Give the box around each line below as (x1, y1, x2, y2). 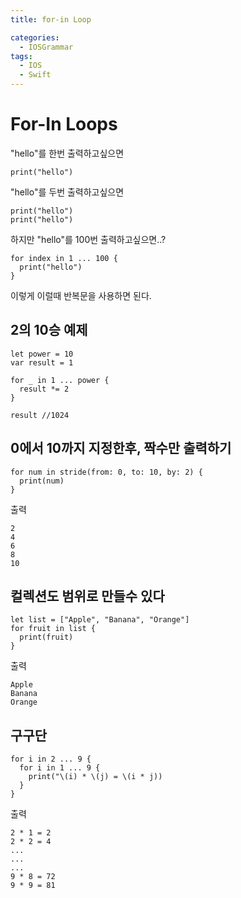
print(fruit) (19, 632, 74, 643)
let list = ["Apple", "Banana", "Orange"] (10, 615, 190, 625)
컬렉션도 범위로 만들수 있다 (10, 587, 165, 605)
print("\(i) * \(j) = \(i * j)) (28, 772, 163, 782)
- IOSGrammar (19, 42, 74, 52)
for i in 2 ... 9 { (10, 754, 92, 765)
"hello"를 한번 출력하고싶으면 (10, 147, 125, 159)
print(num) (19, 476, 65, 486)
